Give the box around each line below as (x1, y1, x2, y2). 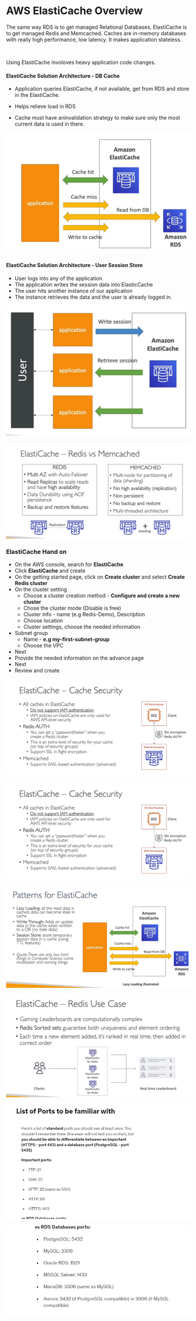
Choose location (23, 617, 63, 624)
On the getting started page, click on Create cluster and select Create (14, 573, 185, 580)
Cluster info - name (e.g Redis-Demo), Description (23, 611, 146, 618)
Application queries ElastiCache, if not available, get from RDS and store (14, 85, 190, 92)
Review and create (14, 667, 60, 674)
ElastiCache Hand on (6, 548, 67, 556)
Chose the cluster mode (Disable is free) (23, 604, 121, 611)
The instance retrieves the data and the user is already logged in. (14, 293, 173, 300)
